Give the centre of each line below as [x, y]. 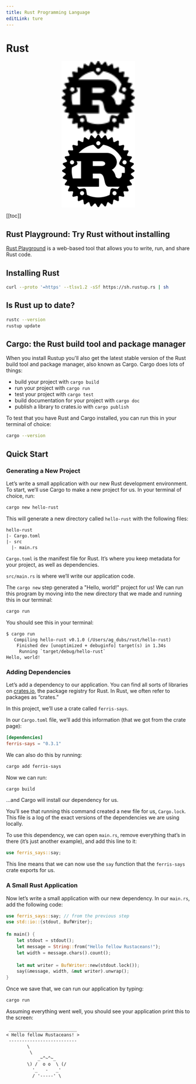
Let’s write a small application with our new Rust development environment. [97, 483]
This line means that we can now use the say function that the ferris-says [96, 864]
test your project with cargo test [54, 395]
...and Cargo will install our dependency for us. [62, 800]
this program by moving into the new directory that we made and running [94, 594]
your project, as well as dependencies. [53, 564]
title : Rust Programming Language [48, 12]
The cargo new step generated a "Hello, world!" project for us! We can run [95, 587]
